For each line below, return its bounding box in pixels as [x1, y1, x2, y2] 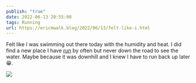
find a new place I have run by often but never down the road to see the [6, 47, 178, 54]
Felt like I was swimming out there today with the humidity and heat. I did [6, 41, 182, 48]
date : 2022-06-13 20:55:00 [6, 14, 72, 20]
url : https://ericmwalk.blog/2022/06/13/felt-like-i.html [6, 25, 150, 31]
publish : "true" [6, 8, 46, 15]
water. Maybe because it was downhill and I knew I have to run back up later [6, 53, 190, 60]
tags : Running [6, 19, 41, 25]
